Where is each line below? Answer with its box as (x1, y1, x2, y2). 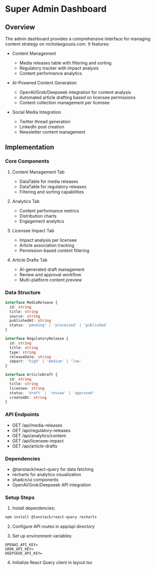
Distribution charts (19, 213, 57, 219)
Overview (5, 23, 36, 31)
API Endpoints (5, 411, 39, 418)
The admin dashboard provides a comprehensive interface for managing (5, 36, 151, 42)
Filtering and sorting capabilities (19, 189, 84, 195)
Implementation (5, 143, 55, 152)
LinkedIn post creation (19, 124, 64, 130)
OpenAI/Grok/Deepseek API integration (12, 482, 91, 487)
